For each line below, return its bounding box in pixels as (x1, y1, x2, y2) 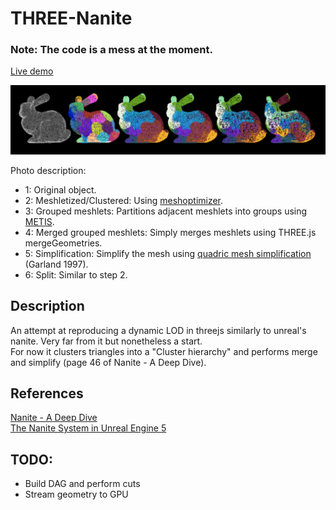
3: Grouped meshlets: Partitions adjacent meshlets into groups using (24, 205, 308, 217)
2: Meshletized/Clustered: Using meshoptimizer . (24, 194, 224, 206)
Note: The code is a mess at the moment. (10, 43, 213, 57)
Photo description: (10, 164, 87, 176)
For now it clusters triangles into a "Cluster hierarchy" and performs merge (10, 345, 318, 357)
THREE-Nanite (10, 7, 133, 30)
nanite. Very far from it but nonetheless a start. (10, 335, 203, 347)
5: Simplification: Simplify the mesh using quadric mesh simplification (24, 247, 312, 259)
